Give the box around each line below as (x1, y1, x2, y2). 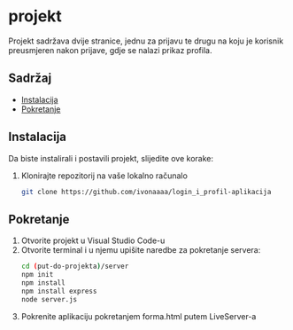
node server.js (20, 295, 78, 303)
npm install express (20, 287, 97, 295)
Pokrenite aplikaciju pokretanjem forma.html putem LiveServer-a (20, 310, 257, 321)
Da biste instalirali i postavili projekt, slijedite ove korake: (8, 153, 214, 163)
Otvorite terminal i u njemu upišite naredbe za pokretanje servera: (20, 245, 261, 255)
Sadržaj (8, 71, 52, 86)
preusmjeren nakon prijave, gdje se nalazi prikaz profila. (8, 44, 212, 55)
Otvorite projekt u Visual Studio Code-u (20, 235, 166, 246)
